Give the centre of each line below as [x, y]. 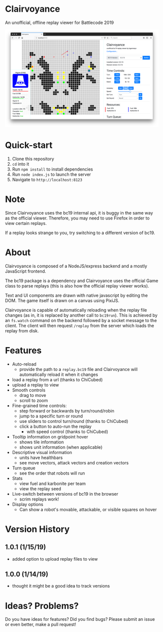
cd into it [20, 164]
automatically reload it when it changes [59, 374]
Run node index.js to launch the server [52, 174]
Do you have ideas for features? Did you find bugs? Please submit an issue [80, 619]
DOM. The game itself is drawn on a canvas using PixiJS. [62, 300]
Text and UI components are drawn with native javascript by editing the [76, 295]
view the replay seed [40, 489]
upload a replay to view [36, 385]
